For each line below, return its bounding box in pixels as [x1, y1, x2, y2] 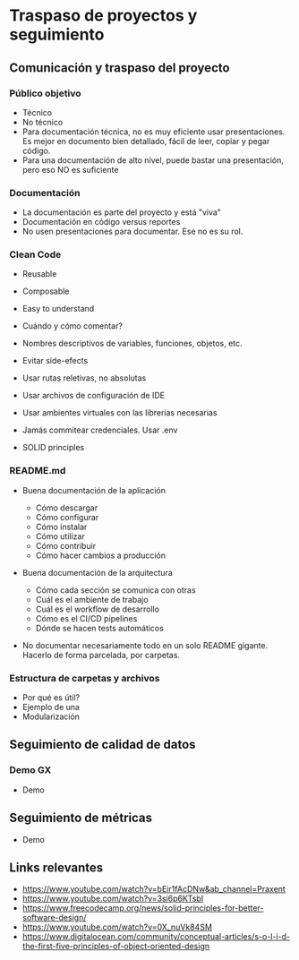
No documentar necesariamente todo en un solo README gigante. [21, 639, 269, 650]
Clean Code [9, 248, 62, 261]
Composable [21, 286, 70, 296]
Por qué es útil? [21, 692, 81, 703]
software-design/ [21, 913, 87, 923]
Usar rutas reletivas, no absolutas [21, 373, 147, 383]
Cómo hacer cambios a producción [35, 550, 166, 561]
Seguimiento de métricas [9, 810, 153, 826]
